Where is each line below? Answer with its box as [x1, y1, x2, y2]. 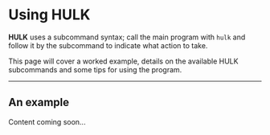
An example [8, 96, 70, 109]
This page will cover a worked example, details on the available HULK [8, 56, 239, 66]
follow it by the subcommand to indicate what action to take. [8, 40, 208, 50]
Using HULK [8, 6, 91, 24]
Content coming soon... [8, 117, 86, 126]
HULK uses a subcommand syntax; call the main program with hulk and [8, 32, 246, 42]
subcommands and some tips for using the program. [8, 64, 182, 74]
